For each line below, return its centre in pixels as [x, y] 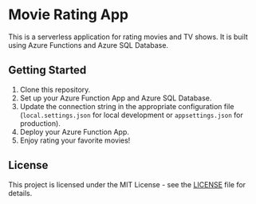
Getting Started [47, 71]
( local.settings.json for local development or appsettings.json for [131, 115]
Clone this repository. [55, 89]
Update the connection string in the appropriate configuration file [127, 106]
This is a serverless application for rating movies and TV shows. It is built [128, 37]
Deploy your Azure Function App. [74, 131]
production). [40, 123]
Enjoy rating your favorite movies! [75, 140]
